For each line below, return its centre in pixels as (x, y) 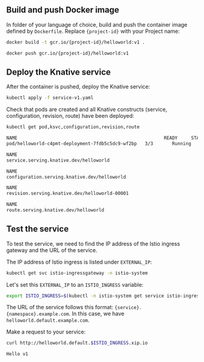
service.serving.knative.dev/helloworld (58, 160)
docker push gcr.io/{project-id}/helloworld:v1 (68, 53)
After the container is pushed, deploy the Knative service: (78, 87)
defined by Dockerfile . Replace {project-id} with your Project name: (93, 31)
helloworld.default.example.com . (48, 320)
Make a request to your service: (46, 332)
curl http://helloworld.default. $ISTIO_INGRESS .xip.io (77, 343)
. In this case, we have (97, 314)
